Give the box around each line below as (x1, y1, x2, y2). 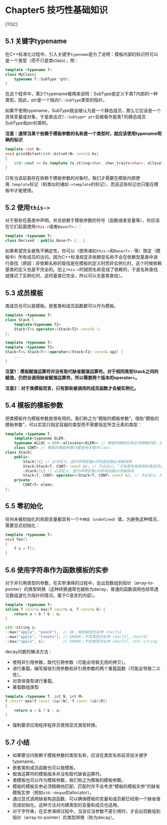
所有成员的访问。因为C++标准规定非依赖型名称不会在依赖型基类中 (18, 254, 154, 260)
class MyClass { (5, 72, 37, 77)
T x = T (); (14, 546, 37, 551)
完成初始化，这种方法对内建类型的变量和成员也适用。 (12, 802, 122, 808)
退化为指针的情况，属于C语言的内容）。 (18, 592, 98, 598)
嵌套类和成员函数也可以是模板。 (12, 765, 78, 771)
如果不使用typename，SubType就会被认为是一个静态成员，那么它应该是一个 (5, 107, 162, 113)
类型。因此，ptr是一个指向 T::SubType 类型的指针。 (5, 97, 108, 103)
